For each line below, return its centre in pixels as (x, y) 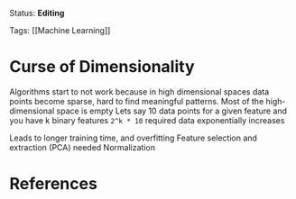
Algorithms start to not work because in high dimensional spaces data (139, 91)
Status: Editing (37, 13)
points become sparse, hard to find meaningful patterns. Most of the (137, 101)
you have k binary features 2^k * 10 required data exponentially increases (147, 120)
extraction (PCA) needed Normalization (83, 147)
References (53, 184)
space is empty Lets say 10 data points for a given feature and (171, 111)
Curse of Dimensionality (102, 67)
